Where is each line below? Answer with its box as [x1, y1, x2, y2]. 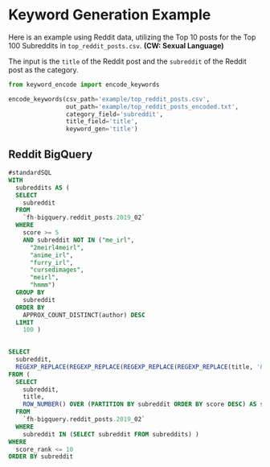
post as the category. [8, 64, 79, 74]
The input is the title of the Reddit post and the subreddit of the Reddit [8, 56, 247, 66]
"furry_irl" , [29, 258, 74, 267]
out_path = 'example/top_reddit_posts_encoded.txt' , [65, 102, 239, 110]
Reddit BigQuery [8, 147, 93, 161]
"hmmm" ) [29, 281, 56, 289]
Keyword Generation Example [8, 6, 211, 24]
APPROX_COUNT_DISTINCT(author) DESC [22, 311, 146, 319]
